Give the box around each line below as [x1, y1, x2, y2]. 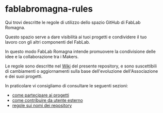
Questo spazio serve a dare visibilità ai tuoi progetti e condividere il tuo [5, 34, 147, 40]
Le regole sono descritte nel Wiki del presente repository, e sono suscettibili [5, 63, 157, 69]
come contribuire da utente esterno [12, 97, 83, 103]
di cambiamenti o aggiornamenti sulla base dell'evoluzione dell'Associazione [5, 68, 158, 74]
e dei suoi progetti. [5, 73, 43, 79]
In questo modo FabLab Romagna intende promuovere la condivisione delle [5, 48, 156, 54]
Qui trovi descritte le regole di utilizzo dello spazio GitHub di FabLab [5, 19, 141, 25]
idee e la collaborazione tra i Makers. [5, 53, 79, 59]
